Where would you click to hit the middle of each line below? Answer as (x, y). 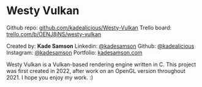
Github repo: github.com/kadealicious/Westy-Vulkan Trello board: (89, 28)
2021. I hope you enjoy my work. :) (50, 77)
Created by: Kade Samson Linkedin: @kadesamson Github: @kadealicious (100, 46)
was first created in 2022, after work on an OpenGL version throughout (96, 70)
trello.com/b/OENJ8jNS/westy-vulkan (54, 34)
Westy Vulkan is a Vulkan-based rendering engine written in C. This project (101, 64)
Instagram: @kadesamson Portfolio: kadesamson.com (74, 52)
